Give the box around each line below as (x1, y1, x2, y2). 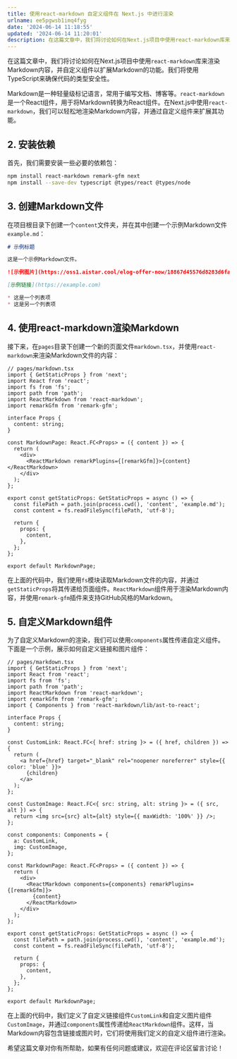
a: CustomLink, (13, 838, 59, 845)
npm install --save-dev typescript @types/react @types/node (7, 179, 191, 186)
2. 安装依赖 (7, 138, 56, 150)
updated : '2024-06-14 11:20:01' (7, 30, 102, 37)
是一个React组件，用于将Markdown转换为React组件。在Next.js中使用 (7, 98, 209, 106)
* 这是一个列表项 (7, 294, 51, 301)
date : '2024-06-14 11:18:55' (7, 23, 93, 30)
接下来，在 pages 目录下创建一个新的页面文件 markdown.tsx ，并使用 (7, 342, 197, 350)
